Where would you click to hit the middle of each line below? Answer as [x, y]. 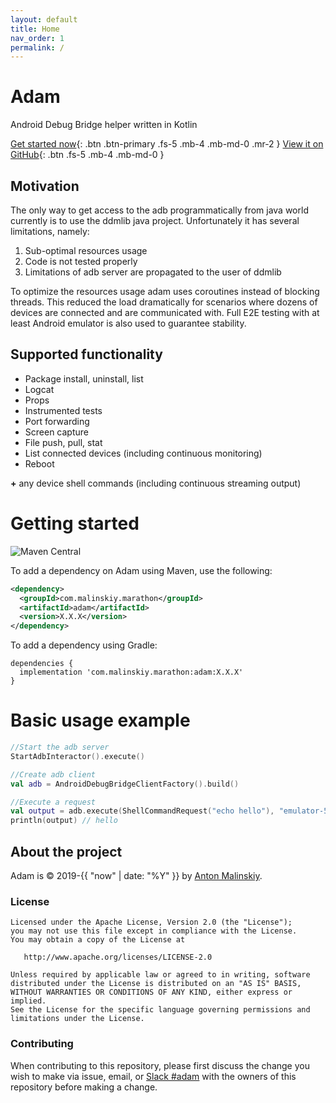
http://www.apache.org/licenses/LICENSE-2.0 [118, 957]
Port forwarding [57, 421]
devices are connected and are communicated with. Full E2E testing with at [165, 312]
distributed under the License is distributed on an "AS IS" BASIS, [156, 984]
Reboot [39, 463]
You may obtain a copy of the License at [98, 940]
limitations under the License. [77, 1019]
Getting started [75, 523]
